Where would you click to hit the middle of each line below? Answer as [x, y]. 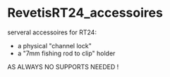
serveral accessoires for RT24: [52, 32]
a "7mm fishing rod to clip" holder [66, 53]
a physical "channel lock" [54, 45]
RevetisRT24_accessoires [85, 13]
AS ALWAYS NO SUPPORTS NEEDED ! [63, 66]
